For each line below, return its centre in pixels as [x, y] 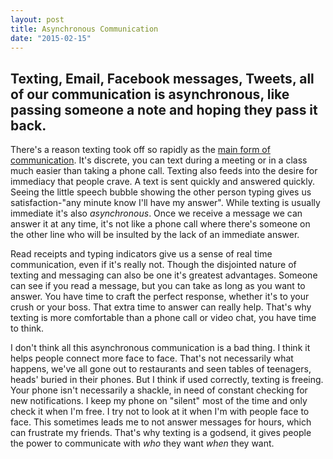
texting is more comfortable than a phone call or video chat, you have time [163, 318]
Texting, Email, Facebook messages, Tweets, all [162, 78]
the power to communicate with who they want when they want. [142, 443]
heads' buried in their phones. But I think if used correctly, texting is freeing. [167, 380]
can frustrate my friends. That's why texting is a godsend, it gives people [161, 433]
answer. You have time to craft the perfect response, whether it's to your [160, 297]
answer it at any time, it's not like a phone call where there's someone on [160, 224]
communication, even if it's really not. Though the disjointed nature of [153, 265]
